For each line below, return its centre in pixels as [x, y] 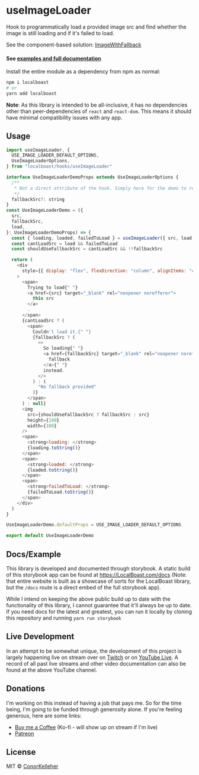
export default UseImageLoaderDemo [50, 536]
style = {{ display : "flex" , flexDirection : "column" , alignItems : [104, 271]
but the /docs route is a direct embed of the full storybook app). [84, 588]
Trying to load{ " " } [53, 287]
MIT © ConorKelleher [32, 766]
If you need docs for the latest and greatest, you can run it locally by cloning [99, 612]
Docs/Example [34, 554]
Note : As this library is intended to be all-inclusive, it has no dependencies [97, 105]
